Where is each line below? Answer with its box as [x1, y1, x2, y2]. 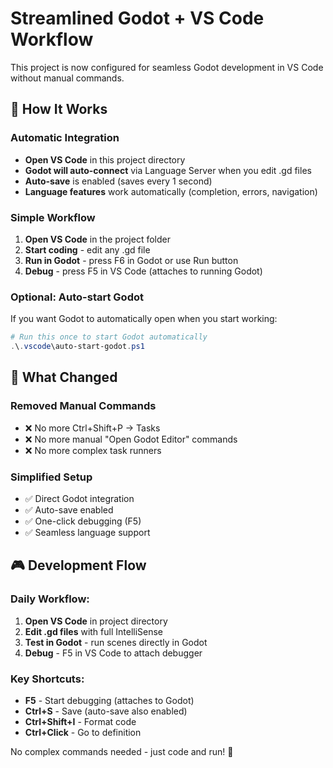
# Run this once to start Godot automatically [10, 332, 208, 342]
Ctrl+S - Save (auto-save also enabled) [24, 705, 188, 717]
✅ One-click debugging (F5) [24, 515, 142, 527]
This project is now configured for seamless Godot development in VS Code [10, 61, 324, 73]
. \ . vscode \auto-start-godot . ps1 [10, 342, 145, 352]
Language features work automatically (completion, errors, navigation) [24, 185, 318, 197]
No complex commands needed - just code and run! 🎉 [10, 745, 234, 757]
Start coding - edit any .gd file [24, 243, 151, 256]
